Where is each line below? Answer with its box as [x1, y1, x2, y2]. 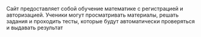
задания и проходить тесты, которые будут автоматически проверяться [6, 18, 195, 24]
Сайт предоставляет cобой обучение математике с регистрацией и [6, 5, 184, 12]
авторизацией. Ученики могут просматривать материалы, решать [6, 11, 179, 18]
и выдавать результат [6, 24, 63, 31]
